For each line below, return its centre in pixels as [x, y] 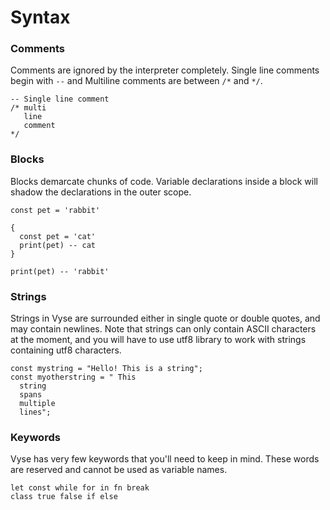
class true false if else [64, 497]
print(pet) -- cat [58, 245]
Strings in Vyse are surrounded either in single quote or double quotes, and [165, 318]
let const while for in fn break [80, 488]
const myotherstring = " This [73, 377]
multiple [37, 404]
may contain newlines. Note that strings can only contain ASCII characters [163, 329]
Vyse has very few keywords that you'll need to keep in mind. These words [165, 459]
